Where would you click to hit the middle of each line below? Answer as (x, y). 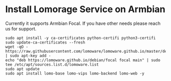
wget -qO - (17, 47)
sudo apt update (22, 69)
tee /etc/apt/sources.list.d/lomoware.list (52, 64)
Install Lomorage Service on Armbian (85, 9)
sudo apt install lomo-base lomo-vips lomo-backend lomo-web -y (75, 73)
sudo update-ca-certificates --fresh (45, 42)
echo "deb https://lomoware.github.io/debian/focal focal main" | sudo (83, 60)
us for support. (21, 28)
